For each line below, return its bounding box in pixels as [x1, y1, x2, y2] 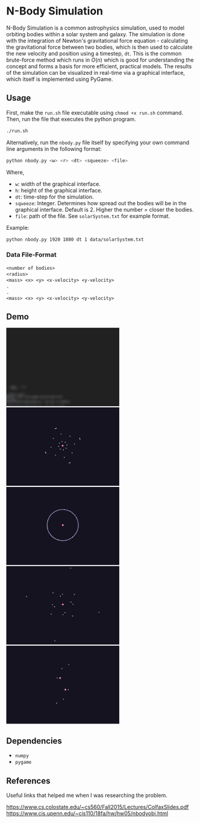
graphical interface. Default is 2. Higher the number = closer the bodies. [14, 206, 194, 213]
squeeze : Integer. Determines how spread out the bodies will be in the [14, 199, 187, 206]
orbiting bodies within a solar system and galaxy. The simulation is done [6, 30, 185, 37]
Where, [6, 168, 25, 176]
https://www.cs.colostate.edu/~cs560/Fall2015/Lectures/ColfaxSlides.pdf [6, 804, 189, 811]
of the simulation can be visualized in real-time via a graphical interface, [6, 69, 186, 76]
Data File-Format [6, 250, 57, 259]
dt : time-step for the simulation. [14, 193, 95, 200]
